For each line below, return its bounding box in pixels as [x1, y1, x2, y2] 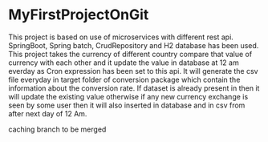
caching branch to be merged [8, 124, 107, 134]
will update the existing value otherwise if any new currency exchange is [8, 91, 249, 101]
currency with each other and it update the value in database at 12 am [8, 58, 239, 67]
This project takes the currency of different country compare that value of [8, 49, 253, 59]
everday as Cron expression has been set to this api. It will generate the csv [8, 66, 258, 75]
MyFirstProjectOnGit [8, 6, 149, 24]
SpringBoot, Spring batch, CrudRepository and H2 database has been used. [8, 40, 259, 50]
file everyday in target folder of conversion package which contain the [8, 75, 241, 84]
